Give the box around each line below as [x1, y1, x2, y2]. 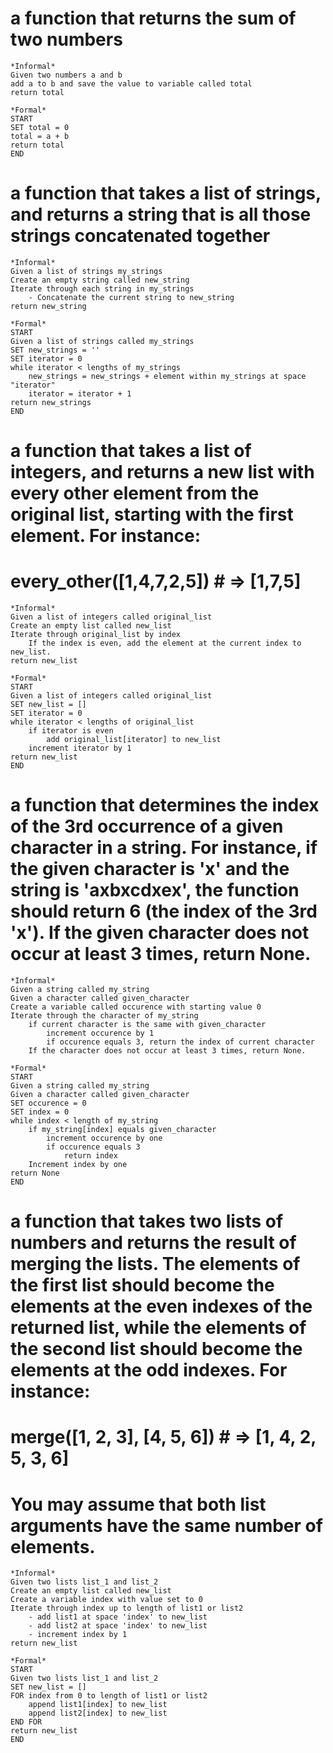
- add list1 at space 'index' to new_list [28, 1612, 208, 1622]
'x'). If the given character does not [10, 922, 310, 944]
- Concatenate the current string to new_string [28, 292, 235, 302]
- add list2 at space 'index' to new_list [28, 1621, 208, 1631]
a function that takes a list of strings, [10, 182, 322, 205]
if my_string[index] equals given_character [28, 1124, 217, 1134]
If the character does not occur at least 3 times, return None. [28, 1045, 307, 1056]
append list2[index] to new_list [28, 1708, 168, 1719]
